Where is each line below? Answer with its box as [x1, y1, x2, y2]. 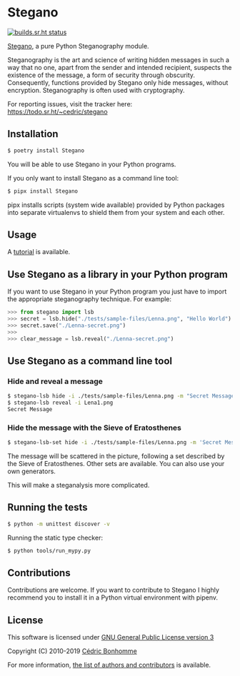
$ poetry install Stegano [7, 147, 84, 154]
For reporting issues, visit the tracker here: [7, 99, 133, 108]
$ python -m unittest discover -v [7, 520, 111, 528]
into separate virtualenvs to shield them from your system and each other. [7, 208, 225, 216]
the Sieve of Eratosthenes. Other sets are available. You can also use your [7, 459, 225, 468]
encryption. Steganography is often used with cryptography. [7, 86, 185, 94]
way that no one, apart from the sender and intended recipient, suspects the [7, 63, 232, 71]
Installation [7, 128, 59, 140]
